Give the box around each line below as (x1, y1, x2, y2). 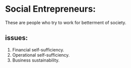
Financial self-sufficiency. (12, 46, 65, 52)
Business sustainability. (12, 57, 60, 63)
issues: (5, 34, 28, 42)
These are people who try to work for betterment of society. (5, 20, 127, 25)
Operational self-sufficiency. (12, 52, 70, 58)
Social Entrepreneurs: (5, 3, 96, 15)
